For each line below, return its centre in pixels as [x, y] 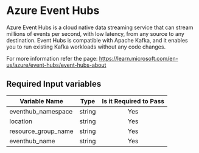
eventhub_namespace [41, 111]
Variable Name [41, 101]
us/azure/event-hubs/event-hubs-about [56, 65]
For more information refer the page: [52, 58]
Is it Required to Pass [133, 101]
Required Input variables [54, 84]
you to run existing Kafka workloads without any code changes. [86, 47]
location [21, 121]
